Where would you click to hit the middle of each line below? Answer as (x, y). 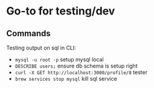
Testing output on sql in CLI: (41, 48)
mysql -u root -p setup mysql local (59, 59)
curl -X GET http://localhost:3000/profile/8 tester (81, 72)
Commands (29, 33)
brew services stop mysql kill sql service (66, 79)
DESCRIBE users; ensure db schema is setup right (76, 66)
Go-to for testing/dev (61, 11)
